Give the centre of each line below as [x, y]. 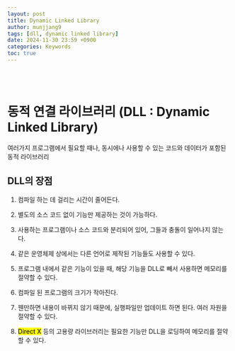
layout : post [27, 14]
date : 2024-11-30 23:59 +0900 [52, 40]
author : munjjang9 [34, 27]
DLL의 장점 [30, 181]
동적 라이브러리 [28, 156]
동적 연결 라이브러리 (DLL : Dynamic [109, 112]
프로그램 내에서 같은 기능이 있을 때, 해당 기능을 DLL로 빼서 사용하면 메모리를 [122, 268]
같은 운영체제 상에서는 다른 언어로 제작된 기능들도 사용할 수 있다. [106, 253]
